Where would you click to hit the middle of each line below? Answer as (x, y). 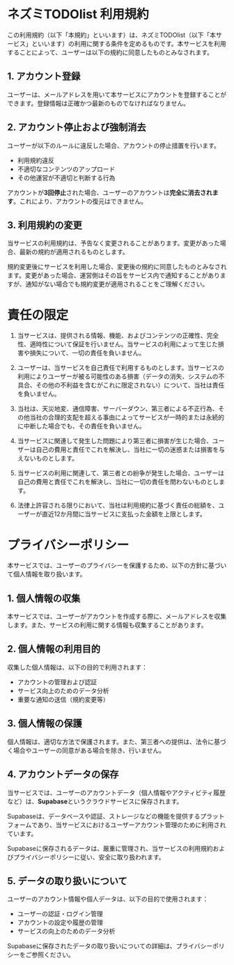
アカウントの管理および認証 (57, 682)
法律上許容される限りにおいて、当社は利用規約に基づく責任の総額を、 (118, 505)
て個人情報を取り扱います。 (47, 574)
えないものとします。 (48, 458)
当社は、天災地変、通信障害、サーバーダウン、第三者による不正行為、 (118, 409)
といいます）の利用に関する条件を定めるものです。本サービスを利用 (128, 43)
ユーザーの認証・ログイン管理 (60, 914)
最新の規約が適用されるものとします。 (74, 252)
